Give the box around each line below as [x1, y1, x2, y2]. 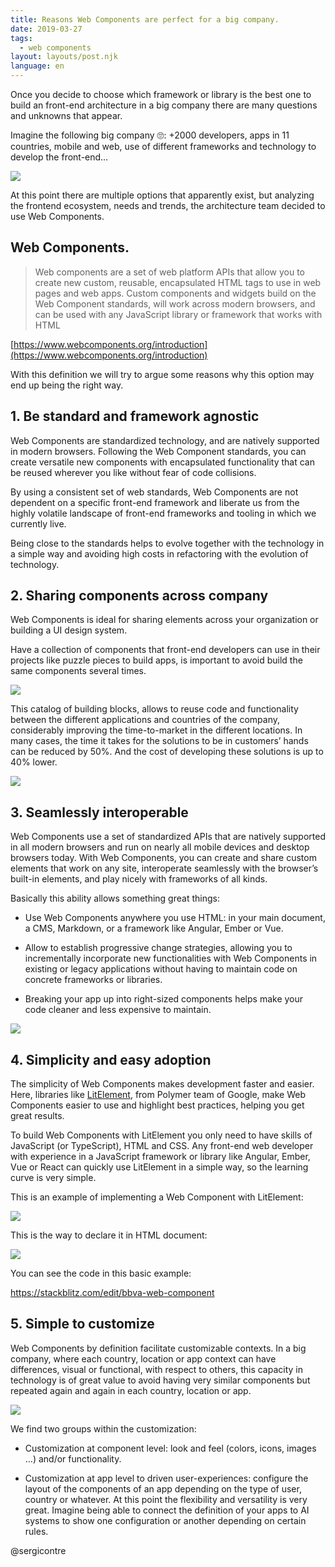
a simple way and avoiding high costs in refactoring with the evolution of [10, 547, 309, 560]
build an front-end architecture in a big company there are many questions [10, 99, 318, 111]
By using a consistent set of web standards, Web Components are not [10, 486, 299, 498]
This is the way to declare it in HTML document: [10, 1229, 208, 1241]
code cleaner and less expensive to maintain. [24, 1004, 212, 1016]
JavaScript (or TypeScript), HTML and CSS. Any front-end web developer [10, 1140, 314, 1152]
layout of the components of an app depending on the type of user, [24, 1482, 302, 1495]
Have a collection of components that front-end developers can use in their [10, 644, 321, 656]
